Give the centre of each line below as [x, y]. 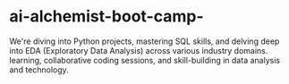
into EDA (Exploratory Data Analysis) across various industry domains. [139, 50]
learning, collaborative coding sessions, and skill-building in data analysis [144, 60]
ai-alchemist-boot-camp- [106, 17]
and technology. [39, 70]
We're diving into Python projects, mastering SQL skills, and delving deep [144, 41]
